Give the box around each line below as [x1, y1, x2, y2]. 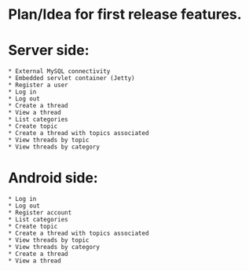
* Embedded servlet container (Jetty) [8, 75, 135, 82]
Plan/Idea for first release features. [8, 5, 242, 24]
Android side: [8, 169, 98, 187]
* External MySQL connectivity [8, 68, 111, 75]
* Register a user [8, 81, 68, 90]
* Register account [8, 209, 72, 217]
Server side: [8, 42, 90, 60]
